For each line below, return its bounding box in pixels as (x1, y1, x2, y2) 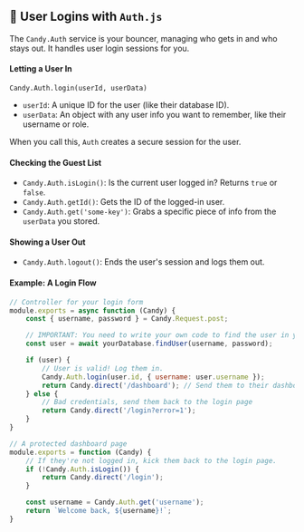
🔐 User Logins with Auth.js (9, 9, 163, 24)
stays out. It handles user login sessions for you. (9, 43, 190, 53)
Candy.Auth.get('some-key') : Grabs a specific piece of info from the (22, 206, 277, 218)
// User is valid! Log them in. (42, 363, 165, 372)
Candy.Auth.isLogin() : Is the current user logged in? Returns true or (22, 178, 278, 189)
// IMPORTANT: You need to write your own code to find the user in (25, 331, 290, 340)
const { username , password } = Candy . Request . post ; (25, 314, 229, 324)
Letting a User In (9, 63, 72, 74)
